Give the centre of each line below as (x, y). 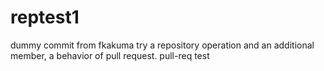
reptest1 (45, 17)
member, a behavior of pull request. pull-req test (110, 55)
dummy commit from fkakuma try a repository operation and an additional (162, 45)
